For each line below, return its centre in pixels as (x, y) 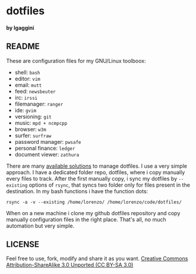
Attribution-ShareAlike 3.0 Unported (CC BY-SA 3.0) (70, 265)
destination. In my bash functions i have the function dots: (77, 191)
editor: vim (27, 78)
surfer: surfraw (33, 136)
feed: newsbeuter (35, 91)
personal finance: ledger (45, 148)
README (23, 47)
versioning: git (33, 116)
